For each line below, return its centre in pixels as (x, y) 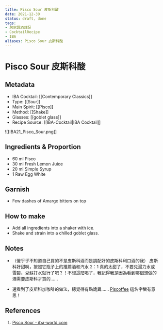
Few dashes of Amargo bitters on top (49, 201)
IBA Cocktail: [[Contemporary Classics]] (52, 96)
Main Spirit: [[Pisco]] (33, 107)
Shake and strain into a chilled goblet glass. (56, 233)
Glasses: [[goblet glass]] (37, 117)
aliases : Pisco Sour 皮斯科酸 (34, 41)
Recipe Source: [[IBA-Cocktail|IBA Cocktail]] (56, 122)
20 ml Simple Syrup (32, 169)
